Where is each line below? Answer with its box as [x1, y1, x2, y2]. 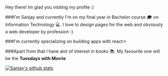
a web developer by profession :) [5, 29, 74, 34]
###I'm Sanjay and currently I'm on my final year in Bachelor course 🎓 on [5, 14, 159, 20]
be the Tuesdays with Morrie [5, 56, 66, 61]
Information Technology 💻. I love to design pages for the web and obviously [5, 22, 163, 27]
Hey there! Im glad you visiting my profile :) [5, 4, 94, 10]
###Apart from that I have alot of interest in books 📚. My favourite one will [5, 48, 160, 54]
